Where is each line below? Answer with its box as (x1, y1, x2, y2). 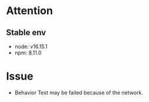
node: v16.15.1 (14, 43, 48, 50)
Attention (6, 4, 53, 18)
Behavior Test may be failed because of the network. (14, 89, 143, 96)
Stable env (6, 28, 46, 38)
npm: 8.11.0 (14, 49, 42, 56)
